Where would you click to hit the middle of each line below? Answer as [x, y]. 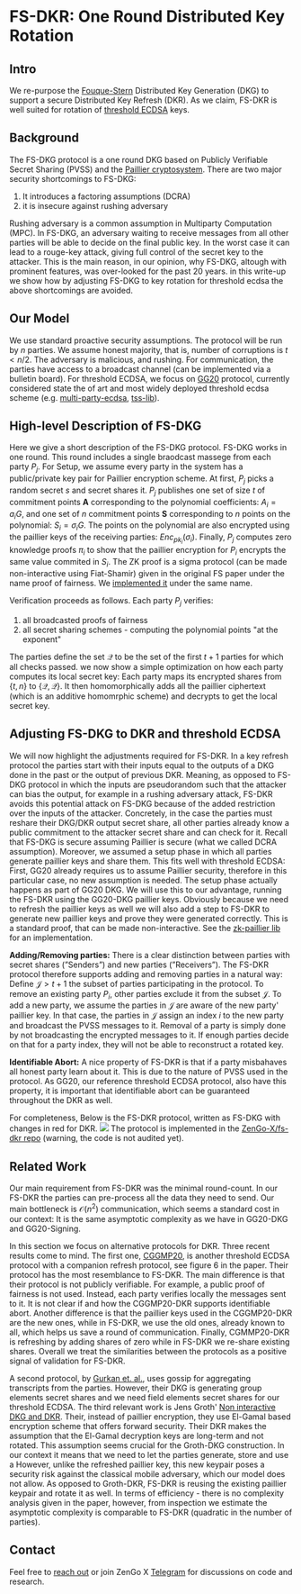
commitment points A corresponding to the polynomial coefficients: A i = [143, 503]
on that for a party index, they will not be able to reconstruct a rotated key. [147, 1045]
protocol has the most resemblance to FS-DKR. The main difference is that [147, 1274]
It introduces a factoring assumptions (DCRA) [106, 196]
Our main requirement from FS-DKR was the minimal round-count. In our [144, 1188]
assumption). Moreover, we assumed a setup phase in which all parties [141, 851]
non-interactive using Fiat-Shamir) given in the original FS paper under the [147, 573]
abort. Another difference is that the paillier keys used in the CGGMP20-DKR [151, 1313]
